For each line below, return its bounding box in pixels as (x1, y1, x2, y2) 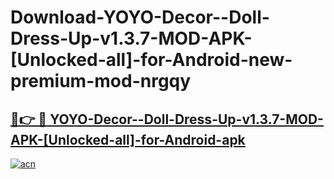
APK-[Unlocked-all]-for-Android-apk (10, 131, 246, 148)
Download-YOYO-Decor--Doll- (10, 6, 270, 29)
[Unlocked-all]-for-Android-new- (10, 49, 293, 71)
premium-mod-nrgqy (10, 70, 192, 93)
